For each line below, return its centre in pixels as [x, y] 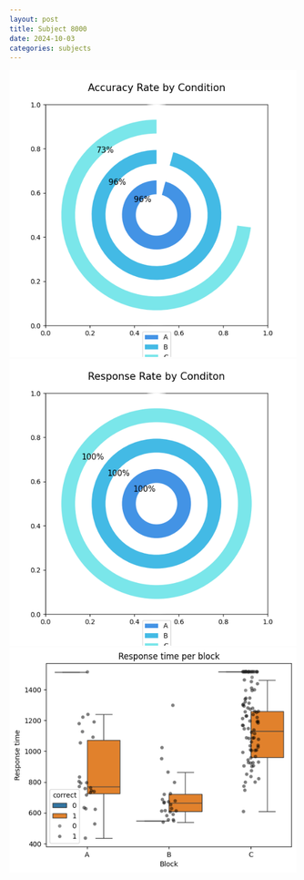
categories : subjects [51, 48]
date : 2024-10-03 [42, 38]
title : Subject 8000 [49, 29]
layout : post [34, 19]
